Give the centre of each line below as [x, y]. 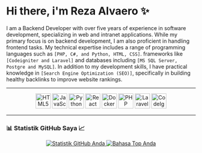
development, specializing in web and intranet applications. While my [92, 34]
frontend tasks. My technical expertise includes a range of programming [96, 47]
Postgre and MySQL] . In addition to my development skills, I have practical [97, 66]
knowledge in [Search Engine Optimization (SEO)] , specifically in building [99, 73]
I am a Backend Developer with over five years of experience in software [96, 28]
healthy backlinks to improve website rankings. [64, 79]
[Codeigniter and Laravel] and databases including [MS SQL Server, [92, 60]
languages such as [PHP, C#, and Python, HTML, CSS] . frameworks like [95, 54]
